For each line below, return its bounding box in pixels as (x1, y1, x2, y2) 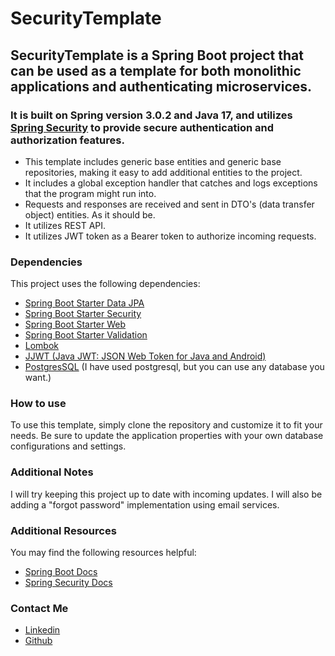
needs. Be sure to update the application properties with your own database (10, 430, 324, 442)
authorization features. (10, 133, 125, 147)
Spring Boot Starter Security (24, 308, 142, 320)
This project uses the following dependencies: (10, 278, 201, 290)
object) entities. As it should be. (24, 208, 156, 221)
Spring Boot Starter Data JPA (24, 297, 145, 309)
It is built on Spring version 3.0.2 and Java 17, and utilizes (10, 108, 293, 122)
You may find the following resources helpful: (10, 547, 197, 559)
